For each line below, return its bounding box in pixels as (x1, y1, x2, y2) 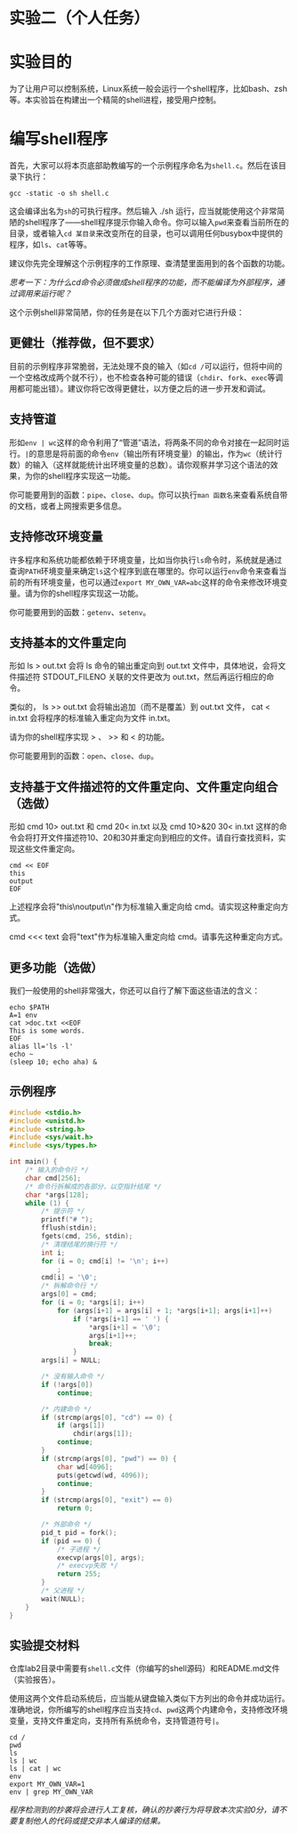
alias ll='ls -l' (9, 1042, 74, 1051)
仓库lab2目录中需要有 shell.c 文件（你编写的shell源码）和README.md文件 (9, 1663, 280, 1674)
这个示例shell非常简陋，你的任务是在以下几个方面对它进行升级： (9, 307, 245, 318)
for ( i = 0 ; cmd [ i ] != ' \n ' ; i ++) (41, 1256, 169, 1265)
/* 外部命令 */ (41, 1520, 92, 1529)
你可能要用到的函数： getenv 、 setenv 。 (9, 606, 151, 617)
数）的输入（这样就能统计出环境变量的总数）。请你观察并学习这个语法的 (9, 459, 270, 470)
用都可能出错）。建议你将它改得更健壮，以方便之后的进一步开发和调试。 (9, 383, 270, 394)
